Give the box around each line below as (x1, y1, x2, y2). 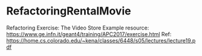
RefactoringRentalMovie (6, 4, 131, 18)
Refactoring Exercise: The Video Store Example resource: (6, 24, 149, 31)
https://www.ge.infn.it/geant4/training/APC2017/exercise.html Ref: (6, 30, 172, 37)
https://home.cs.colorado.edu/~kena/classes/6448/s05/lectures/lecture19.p (6, 37, 196, 44)
